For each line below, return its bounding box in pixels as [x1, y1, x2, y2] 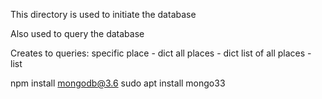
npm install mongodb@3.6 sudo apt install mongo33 [10, 77, 226, 89]
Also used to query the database [10, 28, 145, 39]
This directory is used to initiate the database [10, 9, 197, 20]
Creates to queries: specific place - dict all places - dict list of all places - [10, 47, 312, 59]
